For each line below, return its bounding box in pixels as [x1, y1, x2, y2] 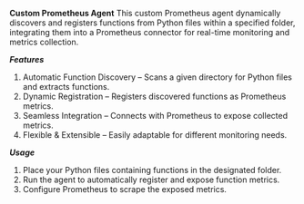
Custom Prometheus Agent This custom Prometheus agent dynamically [9, 8, 281, 18]
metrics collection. [9, 36, 79, 47]
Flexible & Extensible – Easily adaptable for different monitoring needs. [22, 130, 288, 140]
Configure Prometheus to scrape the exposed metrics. [22, 184, 228, 194]
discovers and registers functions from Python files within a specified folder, [9, 17, 296, 28]
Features [9, 54, 45, 64]
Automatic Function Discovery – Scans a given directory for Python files [22, 72, 293, 83]
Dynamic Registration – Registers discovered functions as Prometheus [22, 91, 287, 102]
